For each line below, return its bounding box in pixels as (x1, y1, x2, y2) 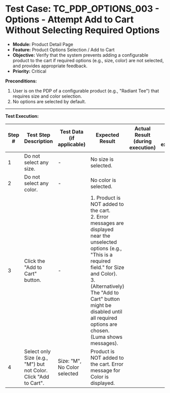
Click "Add (24, 373, 50, 380)
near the (90, 232, 110, 239)
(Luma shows (90, 333, 123, 340)
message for (90, 367, 120, 374)
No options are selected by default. (12, 98, 86, 104)
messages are (90, 220, 124, 227)
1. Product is (90, 194, 121, 201)
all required (90, 314, 117, 321)
